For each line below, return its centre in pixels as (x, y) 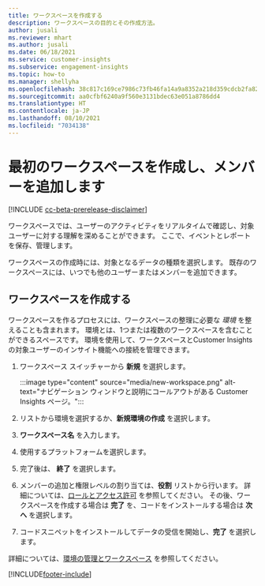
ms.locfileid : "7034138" (49, 126)
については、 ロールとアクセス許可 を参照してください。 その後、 (132, 495)
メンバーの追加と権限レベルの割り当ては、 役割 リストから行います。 (131, 485)
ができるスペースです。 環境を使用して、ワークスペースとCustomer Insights (131, 340)
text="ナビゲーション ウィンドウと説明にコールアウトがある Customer (134, 391)
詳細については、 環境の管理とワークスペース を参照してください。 (116, 558)
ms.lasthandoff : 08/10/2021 (54, 118)
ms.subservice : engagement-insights (68, 67)
